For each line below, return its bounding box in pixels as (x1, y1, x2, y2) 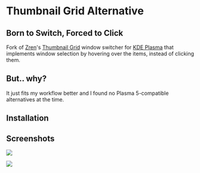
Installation (6, 113, 49, 123)
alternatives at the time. (6, 95, 64, 103)
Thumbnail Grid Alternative (6, 4, 144, 18)
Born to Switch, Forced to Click (6, 28, 124, 38)
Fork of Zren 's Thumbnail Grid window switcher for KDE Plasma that (6, 44, 174, 51)
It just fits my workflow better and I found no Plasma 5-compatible (6, 89, 169, 97)
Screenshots (6, 133, 55, 144)
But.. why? (6, 73, 47, 84)
